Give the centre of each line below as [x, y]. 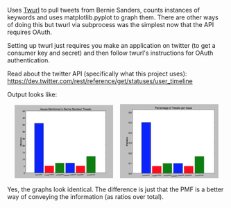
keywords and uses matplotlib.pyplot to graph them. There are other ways [113, 17]
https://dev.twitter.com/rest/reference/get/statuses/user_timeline [100, 81]
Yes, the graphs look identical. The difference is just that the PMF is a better [115, 189]
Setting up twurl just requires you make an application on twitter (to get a [112, 45]
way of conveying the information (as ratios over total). [86, 196]
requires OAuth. [30, 32]
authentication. [29, 60]
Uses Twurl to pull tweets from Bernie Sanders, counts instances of [103, 10]
